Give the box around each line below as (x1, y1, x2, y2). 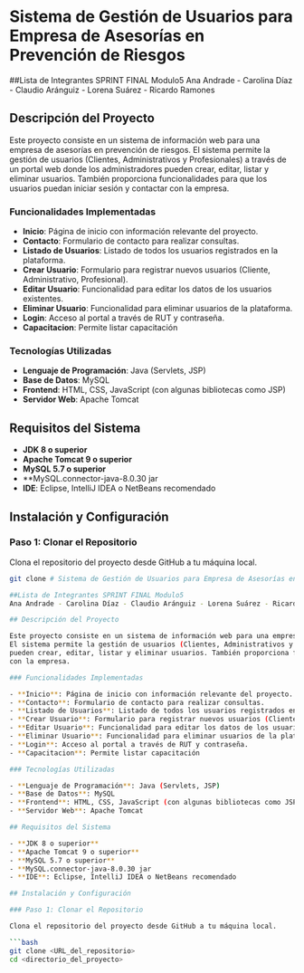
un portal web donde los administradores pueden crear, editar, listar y (9, 163, 270, 174)
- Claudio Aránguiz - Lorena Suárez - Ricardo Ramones (9, 84, 215, 95)
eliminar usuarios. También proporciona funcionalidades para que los (9, 173, 268, 184)
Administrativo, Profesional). (22, 274, 128, 285)
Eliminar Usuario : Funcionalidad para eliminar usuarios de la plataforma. (22, 303, 293, 314)
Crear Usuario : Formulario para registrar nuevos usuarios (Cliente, (22, 264, 271, 275)
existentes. (22, 293, 63, 304)
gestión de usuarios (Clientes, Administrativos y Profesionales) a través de (9, 154, 287, 165)
